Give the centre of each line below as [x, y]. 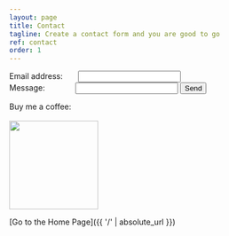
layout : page [33, 17]
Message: [28, 88]
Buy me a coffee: [40, 106]
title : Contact [37, 26]
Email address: [36, 76]
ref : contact [33, 42]
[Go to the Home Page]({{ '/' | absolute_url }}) [92, 222]
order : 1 [25, 51]
